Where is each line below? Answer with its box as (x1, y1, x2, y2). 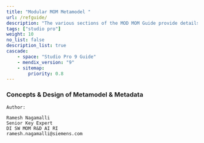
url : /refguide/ (6, 14, 47, 21)
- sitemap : (17, 65, 45, 71)
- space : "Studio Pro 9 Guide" (17, 54, 97, 60)
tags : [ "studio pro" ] (6, 25, 61, 32)
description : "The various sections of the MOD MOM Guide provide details (6, 20, 200, 26)
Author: (6, 104, 26, 110)
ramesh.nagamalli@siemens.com (6, 130, 83, 136)
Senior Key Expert (6, 120, 53, 126)
